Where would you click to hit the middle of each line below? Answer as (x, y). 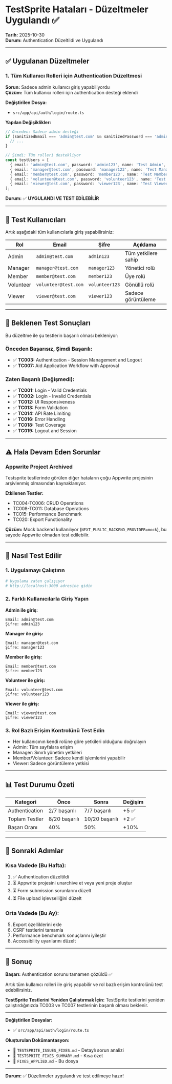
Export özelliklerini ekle (37, 925)
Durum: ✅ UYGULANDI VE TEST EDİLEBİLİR (52, 198)
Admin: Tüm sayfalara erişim (43, 747)
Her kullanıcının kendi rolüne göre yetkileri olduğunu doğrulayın (79, 741)
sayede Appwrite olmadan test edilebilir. (47, 535)
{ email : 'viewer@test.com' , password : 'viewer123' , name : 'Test (81, 184)
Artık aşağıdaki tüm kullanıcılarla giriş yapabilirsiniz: (60, 232)
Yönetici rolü (140, 268)
